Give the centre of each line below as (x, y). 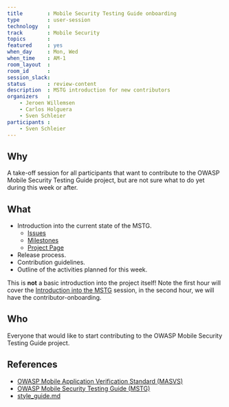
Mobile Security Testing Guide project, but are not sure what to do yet (106, 180)
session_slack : (29, 77)
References (32, 365)
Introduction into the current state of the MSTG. (84, 225)
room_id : (29, 71)
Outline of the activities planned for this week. (82, 269)
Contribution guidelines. (51, 262)
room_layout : (29, 65)
